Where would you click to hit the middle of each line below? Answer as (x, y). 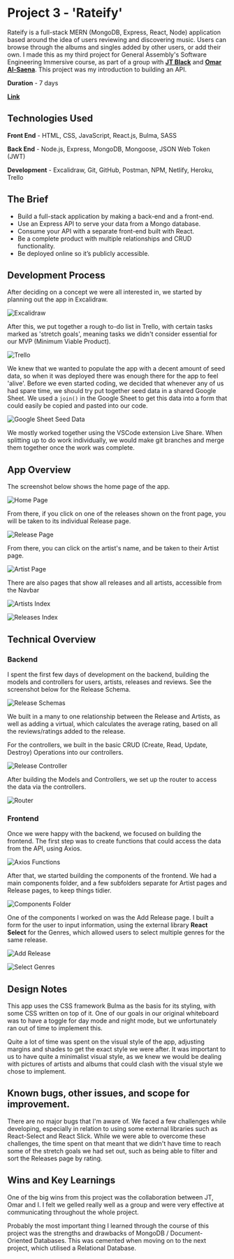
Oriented (20, 1240)
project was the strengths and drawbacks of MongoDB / (88, 1233)
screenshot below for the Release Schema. (69, 689)
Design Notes (37, 989)
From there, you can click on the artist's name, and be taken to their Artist (113, 548)
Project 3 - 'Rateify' (65, 13)
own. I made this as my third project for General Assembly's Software (107, 55)
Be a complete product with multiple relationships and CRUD (104, 239)
